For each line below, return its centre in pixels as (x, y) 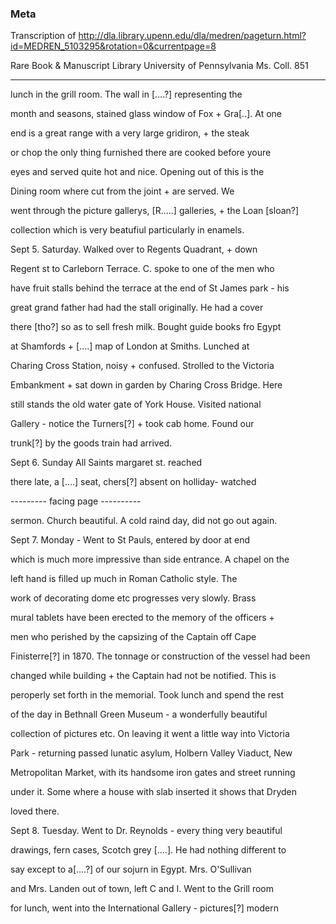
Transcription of (43, 36)
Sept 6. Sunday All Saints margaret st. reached (106, 463)
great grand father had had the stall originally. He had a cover (137, 308)
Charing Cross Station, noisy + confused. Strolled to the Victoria (142, 366)
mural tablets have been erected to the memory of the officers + (142, 618)
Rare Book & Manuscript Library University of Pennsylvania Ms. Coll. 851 (159, 66)
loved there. (35, 811)
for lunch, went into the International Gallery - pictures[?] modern (144, 908)
